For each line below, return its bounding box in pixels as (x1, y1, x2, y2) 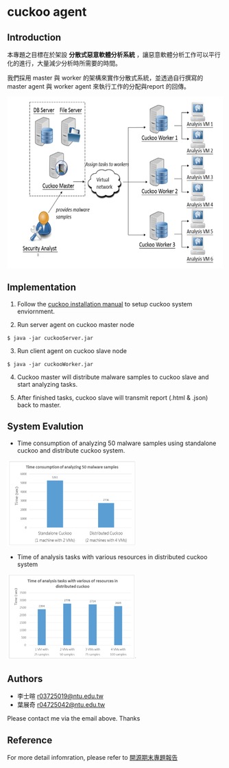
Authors (7, 673, 43, 685)
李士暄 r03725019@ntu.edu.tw (16, 692, 104, 701)
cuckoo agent (7, 4, 87, 20)
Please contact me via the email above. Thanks (7, 714, 141, 723)
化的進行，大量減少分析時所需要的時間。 (7, 59, 121, 67)
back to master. (16, 400, 62, 409)
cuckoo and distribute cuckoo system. (16, 446, 125, 454)
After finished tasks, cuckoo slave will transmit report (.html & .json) (16, 393, 208, 402)
